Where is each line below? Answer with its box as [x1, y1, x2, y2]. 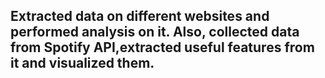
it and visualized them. [10, 55, 155, 72]
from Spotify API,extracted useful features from [10, 39, 315, 56]
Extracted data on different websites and [10, 8, 270, 25]
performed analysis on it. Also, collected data [10, 24, 300, 41]
